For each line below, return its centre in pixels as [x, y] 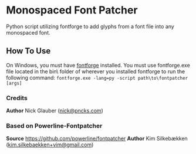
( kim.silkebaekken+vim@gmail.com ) [50, 145]
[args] [14, 83]
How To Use [28, 51]
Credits [17, 98]
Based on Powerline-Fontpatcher [54, 125]
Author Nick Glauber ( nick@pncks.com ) [55, 111]
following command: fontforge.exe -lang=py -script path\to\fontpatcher [97, 77]
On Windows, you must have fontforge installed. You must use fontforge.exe [98, 65]
